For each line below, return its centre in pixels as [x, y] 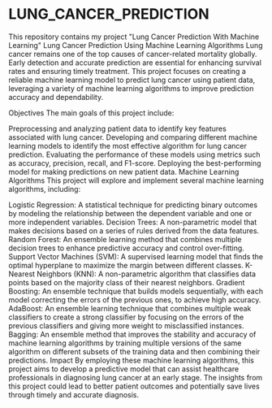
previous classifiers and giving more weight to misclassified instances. [127, 325]
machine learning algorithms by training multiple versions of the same [125, 343]
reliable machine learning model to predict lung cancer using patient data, [132, 80]
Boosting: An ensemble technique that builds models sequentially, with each [136, 291]
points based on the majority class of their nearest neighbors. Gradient [127, 282]
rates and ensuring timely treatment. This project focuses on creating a [127, 71]
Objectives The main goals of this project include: [91, 113]
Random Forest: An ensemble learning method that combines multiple [125, 239]
